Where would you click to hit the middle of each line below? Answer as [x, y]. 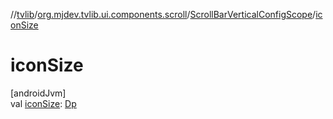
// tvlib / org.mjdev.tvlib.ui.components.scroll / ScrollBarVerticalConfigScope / [163, 14]
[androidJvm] [38, 93]
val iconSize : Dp [43, 103]
